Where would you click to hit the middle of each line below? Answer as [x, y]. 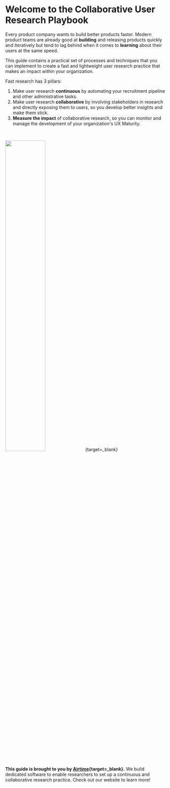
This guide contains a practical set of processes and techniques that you [81, 60]
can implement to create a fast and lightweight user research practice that [83, 66]
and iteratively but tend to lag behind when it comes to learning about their [84, 45]
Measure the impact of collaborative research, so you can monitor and [87, 118]
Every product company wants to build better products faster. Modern [78, 34]
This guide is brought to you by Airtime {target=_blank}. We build [75, 769]
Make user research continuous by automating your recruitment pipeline [89, 91]
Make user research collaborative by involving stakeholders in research [88, 102]
